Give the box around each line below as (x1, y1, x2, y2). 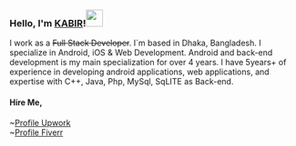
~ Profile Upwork (9, 117, 71, 128)
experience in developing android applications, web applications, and (9, 66, 270, 77)
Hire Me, (9, 96, 43, 108)
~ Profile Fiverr (9, 127, 64, 138)
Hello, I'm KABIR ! (9, 16, 87, 29)
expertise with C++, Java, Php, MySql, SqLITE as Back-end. (9, 76, 234, 87)
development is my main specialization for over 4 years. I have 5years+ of (9, 57, 287, 68)
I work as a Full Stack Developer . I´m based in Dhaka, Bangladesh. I (9, 37, 261, 49)
